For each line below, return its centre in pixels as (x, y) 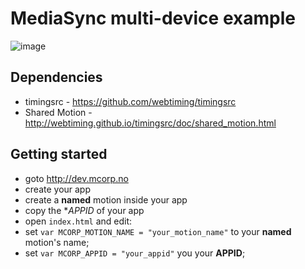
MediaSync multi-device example (153, 18)
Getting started (59, 154)
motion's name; (57, 242)
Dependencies (56, 77)
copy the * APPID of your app (84, 210)
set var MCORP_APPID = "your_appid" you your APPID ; (135, 253)
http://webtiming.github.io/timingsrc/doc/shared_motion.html (150, 123)
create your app (58, 189)
